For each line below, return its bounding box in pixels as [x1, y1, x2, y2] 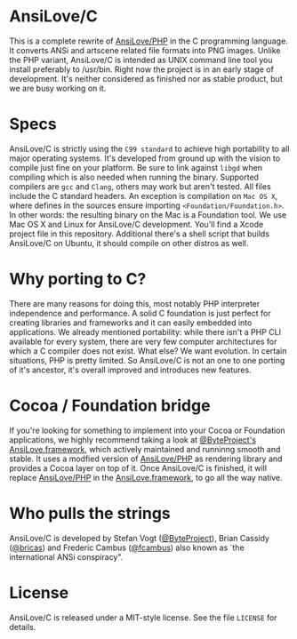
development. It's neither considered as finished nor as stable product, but [9, 73, 283, 84]
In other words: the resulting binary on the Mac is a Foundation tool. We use [9, 209, 287, 220]
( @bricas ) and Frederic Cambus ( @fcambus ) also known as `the [9, 542, 245, 553]
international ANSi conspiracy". [9, 551, 124, 562]
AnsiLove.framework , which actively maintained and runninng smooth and [9, 443, 281, 454]
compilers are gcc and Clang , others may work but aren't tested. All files [9, 180, 271, 192]
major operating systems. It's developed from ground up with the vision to [9, 153, 281, 164]
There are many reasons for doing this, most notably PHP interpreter [9, 298, 261, 308]
